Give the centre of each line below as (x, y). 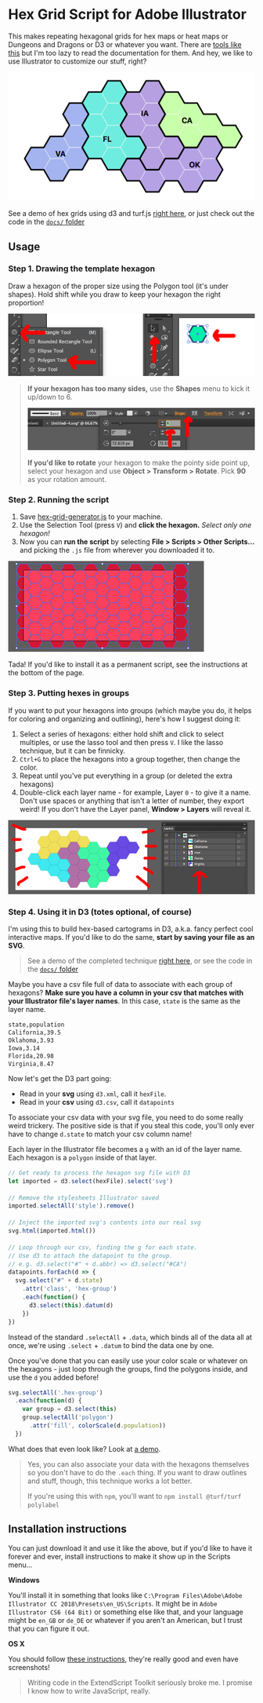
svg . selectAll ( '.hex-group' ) (56, 1392)
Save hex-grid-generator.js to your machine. (91, 517)
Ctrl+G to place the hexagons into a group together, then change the (130, 758)
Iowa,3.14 (24, 1048)
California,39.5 (34, 1032)
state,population (36, 1025)
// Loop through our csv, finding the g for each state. (103, 1247)
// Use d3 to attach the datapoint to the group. (91, 1255)
